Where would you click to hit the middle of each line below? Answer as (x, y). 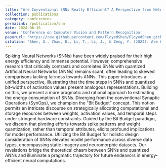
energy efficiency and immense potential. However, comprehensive (74, 61)
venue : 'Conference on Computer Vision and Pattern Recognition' (74, 33)
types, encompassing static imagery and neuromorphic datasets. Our (76, 145)
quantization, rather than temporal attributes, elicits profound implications (80, 129)
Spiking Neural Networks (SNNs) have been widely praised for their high (79, 56)
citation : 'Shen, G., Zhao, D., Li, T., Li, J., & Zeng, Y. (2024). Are (82, 42)
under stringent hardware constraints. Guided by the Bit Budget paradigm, (81, 118)
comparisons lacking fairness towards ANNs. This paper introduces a (76, 76)
